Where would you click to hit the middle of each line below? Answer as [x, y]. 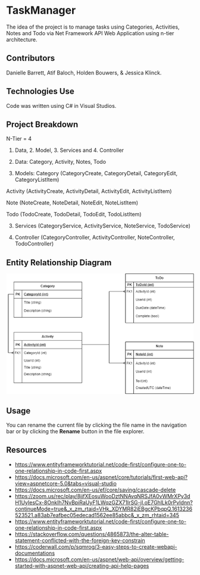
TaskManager [41, 10]
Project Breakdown [42, 124]
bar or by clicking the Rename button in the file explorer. [75, 431]
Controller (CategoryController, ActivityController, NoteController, [95, 237]
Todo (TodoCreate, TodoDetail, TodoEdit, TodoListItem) [74, 215]
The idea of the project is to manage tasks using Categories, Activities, [93, 27]
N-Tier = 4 [19, 139]
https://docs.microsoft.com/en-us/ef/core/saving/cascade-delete [95, 490]
